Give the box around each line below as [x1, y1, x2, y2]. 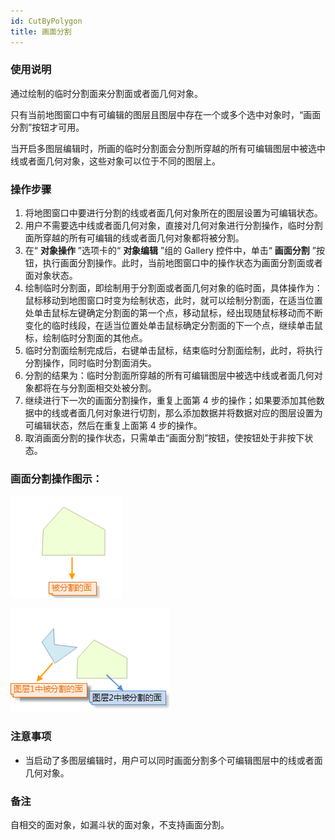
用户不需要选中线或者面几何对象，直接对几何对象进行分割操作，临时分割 [24, 220, 323, 232]
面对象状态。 [24, 270, 78, 282]
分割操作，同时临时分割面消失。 [24, 357, 157, 369]
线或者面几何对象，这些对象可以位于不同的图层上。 [10, 155, 221, 167]
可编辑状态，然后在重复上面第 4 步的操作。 [24, 420, 203, 432]
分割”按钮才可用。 [10, 121, 85, 133]
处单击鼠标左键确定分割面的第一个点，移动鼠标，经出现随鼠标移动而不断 [24, 307, 323, 319]
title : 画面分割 [10, 26, 72, 37]
